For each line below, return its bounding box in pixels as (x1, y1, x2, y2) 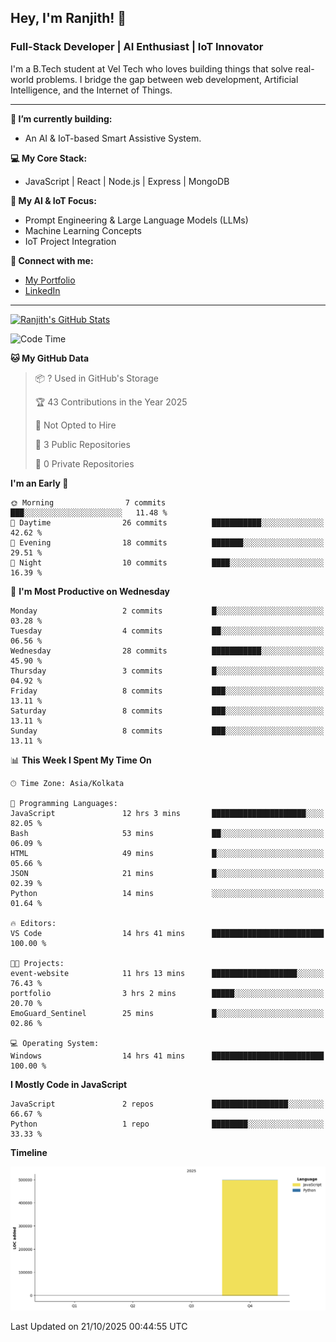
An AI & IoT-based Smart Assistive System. (24, 132, 202, 144)
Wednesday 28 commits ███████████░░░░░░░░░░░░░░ (10, 646, 325, 656)
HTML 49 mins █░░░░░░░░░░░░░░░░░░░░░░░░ (10, 848, 325, 858)
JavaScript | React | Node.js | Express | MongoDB (24, 175, 230, 187)
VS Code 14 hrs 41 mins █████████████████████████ (10, 928, 325, 938)
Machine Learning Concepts (24, 224, 142, 236)
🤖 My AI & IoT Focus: (10, 194, 97, 206)
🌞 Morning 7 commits (10, 497, 167, 508)
